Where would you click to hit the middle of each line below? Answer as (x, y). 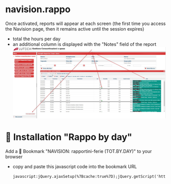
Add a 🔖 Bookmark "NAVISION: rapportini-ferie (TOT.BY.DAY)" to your (79, 151)
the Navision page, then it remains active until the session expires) (75, 29)
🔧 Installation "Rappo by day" (69, 137)
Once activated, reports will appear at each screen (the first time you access (85, 23)
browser (14, 157)
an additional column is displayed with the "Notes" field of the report (84, 44)
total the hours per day (37, 39)
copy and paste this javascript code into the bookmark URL (75, 167)
